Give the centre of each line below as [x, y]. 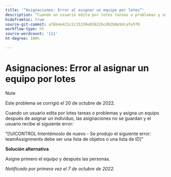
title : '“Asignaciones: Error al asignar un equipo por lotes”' [75, 10]
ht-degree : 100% [22, 39]
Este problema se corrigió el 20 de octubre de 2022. [60, 103]
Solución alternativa [27, 149]
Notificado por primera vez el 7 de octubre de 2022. [60, 168]
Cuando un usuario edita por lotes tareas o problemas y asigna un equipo [82, 113]
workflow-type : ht [25, 29]
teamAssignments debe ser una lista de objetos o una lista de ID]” [74, 139]
